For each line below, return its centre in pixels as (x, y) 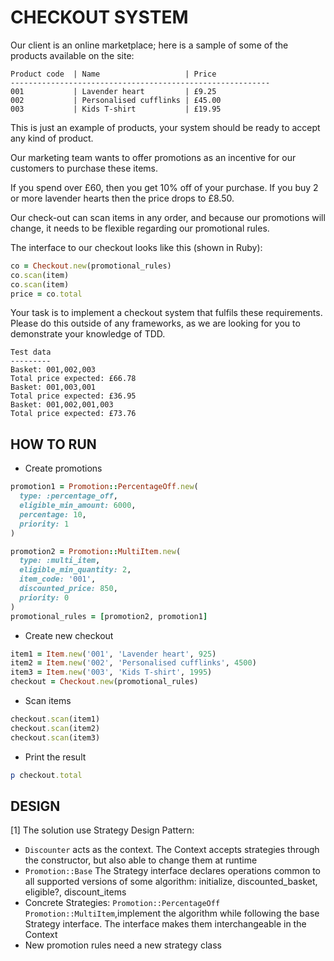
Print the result (55, 757)
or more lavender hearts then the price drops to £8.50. (122, 198)
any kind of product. (52, 138)
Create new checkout (69, 635)
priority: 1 (44, 524)
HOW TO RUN (53, 444)
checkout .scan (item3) (55, 737)
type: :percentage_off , (68, 496)
